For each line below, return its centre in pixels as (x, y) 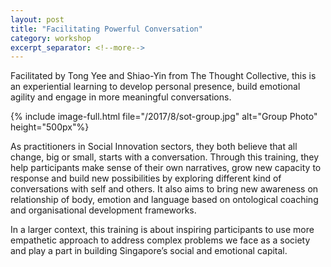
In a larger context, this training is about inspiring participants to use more (162, 230)
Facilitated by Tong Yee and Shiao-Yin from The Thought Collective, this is (163, 76)
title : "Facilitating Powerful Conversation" (106, 29)
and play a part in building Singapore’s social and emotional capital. (149, 251)
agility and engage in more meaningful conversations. (121, 97)
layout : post (37, 19)
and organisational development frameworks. (103, 210)
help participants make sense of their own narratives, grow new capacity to (166, 168)
